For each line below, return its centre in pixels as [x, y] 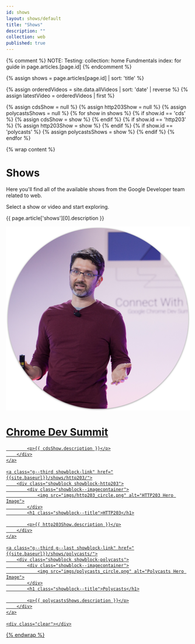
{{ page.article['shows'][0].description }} [55, 218]
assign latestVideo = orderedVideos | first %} [60, 96]
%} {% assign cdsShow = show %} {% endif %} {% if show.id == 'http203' [96, 119]
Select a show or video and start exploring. [58, 206]
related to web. [24, 195]
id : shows [18, 12]
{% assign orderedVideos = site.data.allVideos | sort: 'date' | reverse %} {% [97, 89]
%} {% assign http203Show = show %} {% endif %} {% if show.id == [90, 125]
